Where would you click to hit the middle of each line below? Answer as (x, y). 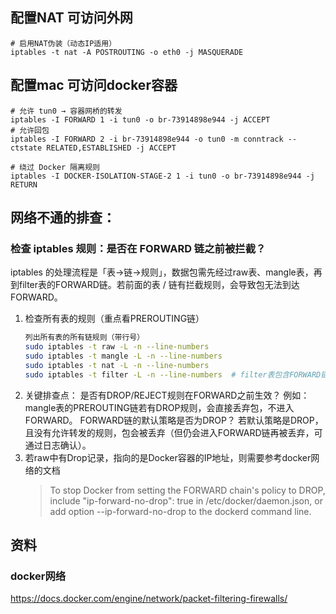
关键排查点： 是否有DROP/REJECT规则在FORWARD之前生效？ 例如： (167, 395)
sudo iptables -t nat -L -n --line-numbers (117, 365)
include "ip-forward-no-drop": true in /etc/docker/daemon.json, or (186, 500)
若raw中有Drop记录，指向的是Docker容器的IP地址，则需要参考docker (168, 457)
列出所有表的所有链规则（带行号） (84, 338)
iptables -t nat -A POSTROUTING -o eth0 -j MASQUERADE (127, 52)
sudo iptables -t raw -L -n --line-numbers (117, 347)
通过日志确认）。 (58, 445)
